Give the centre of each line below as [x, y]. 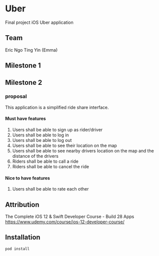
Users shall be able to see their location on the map [64, 146]
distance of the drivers [35, 156]
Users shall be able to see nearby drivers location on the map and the [83, 151]
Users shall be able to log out [42, 140]
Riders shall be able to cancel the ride [51, 167]
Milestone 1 [23, 66]
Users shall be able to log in [40, 135]
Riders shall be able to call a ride [45, 161]
